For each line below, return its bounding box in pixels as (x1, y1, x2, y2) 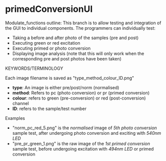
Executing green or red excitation (12, 40, 80, 46)
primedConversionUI (5, 3, 93, 15)
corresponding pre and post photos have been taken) (12, 55, 122, 61)
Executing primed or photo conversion (12, 45, 91, 51)
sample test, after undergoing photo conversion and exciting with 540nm (12, 130, 162, 136)
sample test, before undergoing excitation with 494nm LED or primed (12, 146, 154, 152)
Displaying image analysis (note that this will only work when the (12, 51, 145, 56)
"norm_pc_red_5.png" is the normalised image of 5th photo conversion (12, 125, 157, 131)
